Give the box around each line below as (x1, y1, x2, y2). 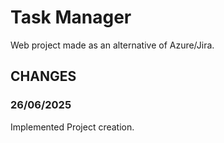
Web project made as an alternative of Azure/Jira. (10, 39, 215, 51)
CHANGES (10, 68, 77, 85)
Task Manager (10, 6, 132, 29)
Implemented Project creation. (10, 121, 135, 133)
